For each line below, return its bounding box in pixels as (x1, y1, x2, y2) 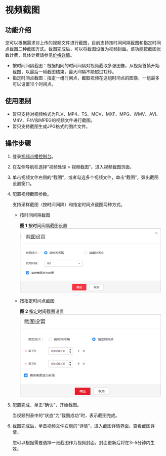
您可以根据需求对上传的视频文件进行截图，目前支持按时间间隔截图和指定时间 (5, 40, 161, 45)
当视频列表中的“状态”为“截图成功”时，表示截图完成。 (12, 412, 120, 418)
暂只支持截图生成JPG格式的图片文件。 (12, 123, 90, 129)
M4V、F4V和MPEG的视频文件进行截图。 (12, 117, 95, 123)
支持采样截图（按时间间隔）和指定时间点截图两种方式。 (12, 201, 125, 207)
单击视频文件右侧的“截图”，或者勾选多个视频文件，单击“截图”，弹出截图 (12, 174, 159, 180)
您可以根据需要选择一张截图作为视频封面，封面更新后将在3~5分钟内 (12, 439, 151, 445)
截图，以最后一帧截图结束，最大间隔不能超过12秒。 (12, 69, 117, 75)
